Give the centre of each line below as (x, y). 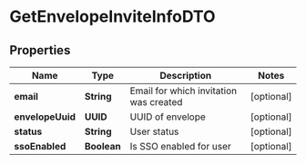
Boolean (102, 146)
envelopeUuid (45, 117)
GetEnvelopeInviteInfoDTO (112, 17)
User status (154, 131)
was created (156, 102)
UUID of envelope (168, 117)
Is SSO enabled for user (180, 146)
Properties (40, 50)
